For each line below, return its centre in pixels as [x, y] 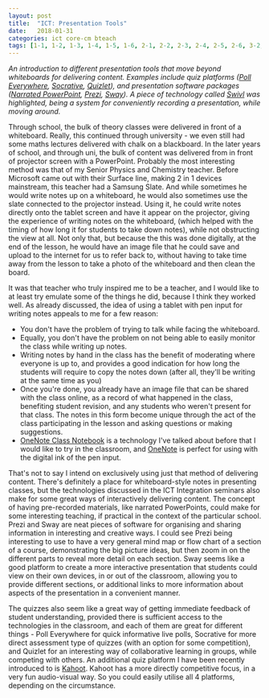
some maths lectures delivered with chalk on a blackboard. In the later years [134, 144]
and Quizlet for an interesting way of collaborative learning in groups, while [132, 651]
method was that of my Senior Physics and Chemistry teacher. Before [124, 170]
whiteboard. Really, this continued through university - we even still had [126, 136]
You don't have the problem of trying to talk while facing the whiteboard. [140, 329]
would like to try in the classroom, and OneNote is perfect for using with [139, 449]
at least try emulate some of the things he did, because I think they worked [132, 297]
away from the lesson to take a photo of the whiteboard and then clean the [132, 264]
